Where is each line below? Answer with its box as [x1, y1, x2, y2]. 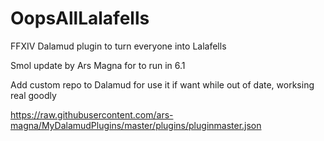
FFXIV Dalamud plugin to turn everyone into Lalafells [10, 40, 227, 52]
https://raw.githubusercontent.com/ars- [10, 108, 174, 121]
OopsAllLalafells [10, 7, 150, 30]
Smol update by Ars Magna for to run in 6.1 [10, 59, 186, 71]
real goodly [10, 89, 57, 101]
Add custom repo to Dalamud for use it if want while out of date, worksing [10, 78, 315, 91]
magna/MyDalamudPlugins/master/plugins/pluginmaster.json [10, 119, 262, 131]
